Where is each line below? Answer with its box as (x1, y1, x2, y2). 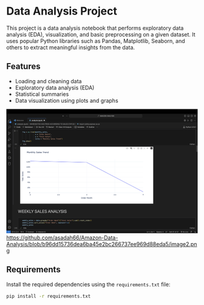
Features (6, 61, 41, 72)
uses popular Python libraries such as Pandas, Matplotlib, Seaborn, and (6, 37, 185, 44)
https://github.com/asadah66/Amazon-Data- (6, 234, 118, 241)
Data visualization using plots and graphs (15, 97, 118, 104)
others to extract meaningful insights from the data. (6, 44, 135, 51)
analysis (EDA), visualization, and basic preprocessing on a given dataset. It (6, 30, 195, 38)
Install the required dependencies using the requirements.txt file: (6, 281, 171, 288)
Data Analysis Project (6, 4, 117, 18)
